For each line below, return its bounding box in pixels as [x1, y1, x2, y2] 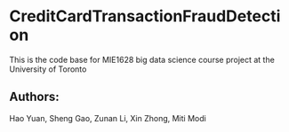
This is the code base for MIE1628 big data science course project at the [9, 54, 276, 65]
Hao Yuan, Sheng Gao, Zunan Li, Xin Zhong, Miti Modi [9, 113, 206, 123]
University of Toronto [9, 64, 87, 74]
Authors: [9, 89, 60, 105]
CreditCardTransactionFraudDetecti [9, 6, 281, 27]
